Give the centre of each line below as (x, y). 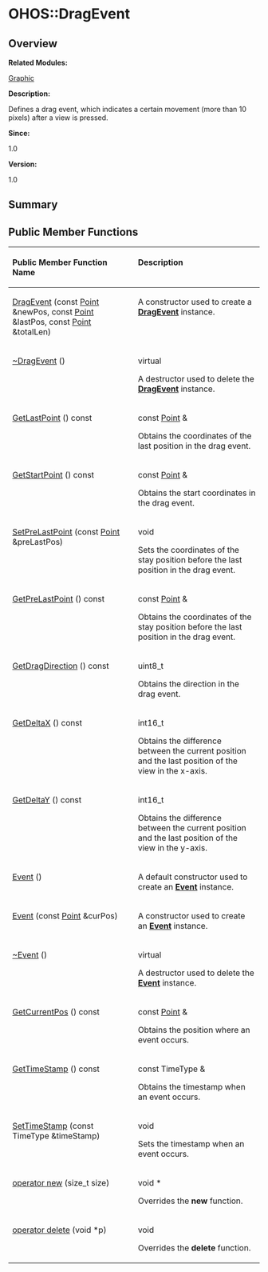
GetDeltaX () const (47, 723)
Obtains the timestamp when (192, 1087)
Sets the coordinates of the (189, 550)
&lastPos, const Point (52, 322)
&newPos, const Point (53, 312)
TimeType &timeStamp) (56, 1136)
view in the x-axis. (173, 771)
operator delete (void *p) (59, 1230)
